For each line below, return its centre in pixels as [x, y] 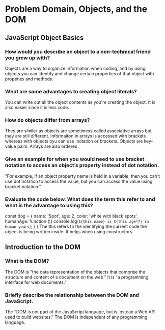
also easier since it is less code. [37, 108]
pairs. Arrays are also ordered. [48, 146]
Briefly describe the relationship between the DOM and [72, 295]
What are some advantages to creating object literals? [71, 91]
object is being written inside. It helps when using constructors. [69, 232]
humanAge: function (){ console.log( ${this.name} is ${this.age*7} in [77, 221]
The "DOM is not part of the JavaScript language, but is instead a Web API [80, 312]
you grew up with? [27, 57]
